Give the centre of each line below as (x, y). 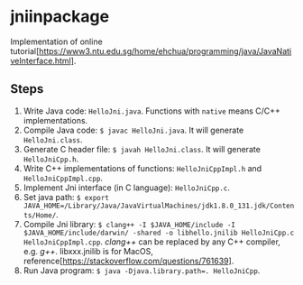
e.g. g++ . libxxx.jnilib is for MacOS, (88, 251)
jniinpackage (60, 17)
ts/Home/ (40, 215)
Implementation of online (56, 41)
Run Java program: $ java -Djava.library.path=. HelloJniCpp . (142, 270)
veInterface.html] (42, 60)
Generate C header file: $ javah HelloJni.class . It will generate (142, 149)
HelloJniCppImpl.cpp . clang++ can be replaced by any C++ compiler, (151, 242)
